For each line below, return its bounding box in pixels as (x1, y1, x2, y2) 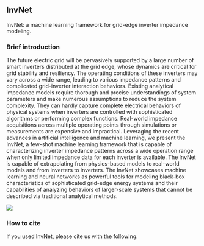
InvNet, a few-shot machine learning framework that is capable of (6, 141, 172, 148)
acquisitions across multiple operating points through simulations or (6, 121, 177, 128)
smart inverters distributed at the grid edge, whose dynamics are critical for (6, 63, 197, 71)
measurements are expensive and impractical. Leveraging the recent (6, 128, 179, 135)
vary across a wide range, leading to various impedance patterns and (6, 76, 181, 83)
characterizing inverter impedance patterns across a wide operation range (6, 147, 194, 155)
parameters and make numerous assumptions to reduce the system (6, 96, 177, 103)
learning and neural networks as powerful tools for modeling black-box (6, 173, 185, 180)
